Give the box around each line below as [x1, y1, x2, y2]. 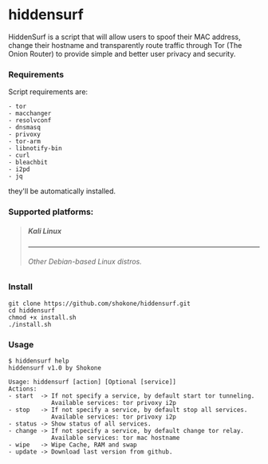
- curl [8, 152, 30, 160]
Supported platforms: [8, 206, 94, 217]
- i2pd [8, 165, 30, 173]
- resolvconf [8, 117, 52, 125]
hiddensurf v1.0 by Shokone [8, 364, 102, 372]
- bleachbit [8, 158, 48, 167]
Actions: [8, 385, 37, 393]
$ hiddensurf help [8, 357, 69, 365]
